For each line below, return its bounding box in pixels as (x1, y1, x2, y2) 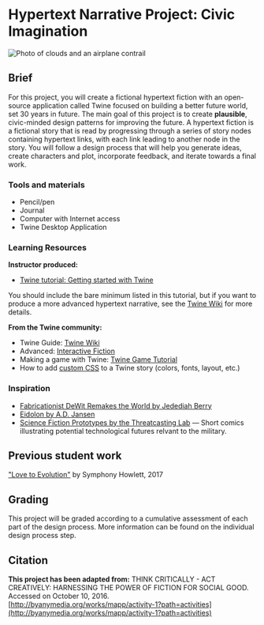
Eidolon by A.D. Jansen (19, 409, 95, 419)
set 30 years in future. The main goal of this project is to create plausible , (8, 109, 247, 119)
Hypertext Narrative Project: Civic (8, 6, 236, 24)
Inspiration (8, 383, 51, 394)
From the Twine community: (8, 322, 102, 333)
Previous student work (8, 449, 122, 463)
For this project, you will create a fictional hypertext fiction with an (8, 92, 223, 102)
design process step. (8, 531, 76, 540)
